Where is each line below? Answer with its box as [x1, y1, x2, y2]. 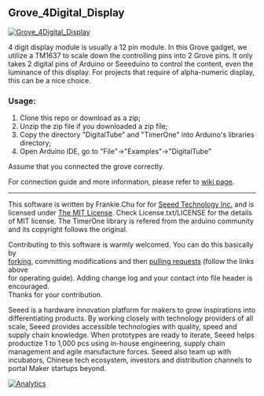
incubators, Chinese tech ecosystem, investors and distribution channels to [8, 355, 252, 365]
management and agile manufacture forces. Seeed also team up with [8, 347, 232, 357]
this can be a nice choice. [8, 75, 92, 85]
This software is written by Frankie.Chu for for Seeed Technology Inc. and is [8, 200, 255, 209]
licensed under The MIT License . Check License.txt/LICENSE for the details [8, 208, 253, 218]
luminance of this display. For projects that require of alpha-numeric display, [8, 67, 255, 77]
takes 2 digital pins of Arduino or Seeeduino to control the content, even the [8, 59, 254, 68]
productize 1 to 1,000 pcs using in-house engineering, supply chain [8, 339, 225, 348]
